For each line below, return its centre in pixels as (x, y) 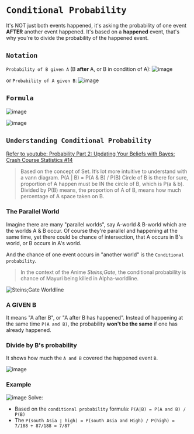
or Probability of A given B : (41, 80)
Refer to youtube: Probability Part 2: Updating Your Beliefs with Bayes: (91, 154)
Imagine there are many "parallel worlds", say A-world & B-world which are (96, 224)
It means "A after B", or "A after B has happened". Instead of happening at (95, 317)
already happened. (29, 330)
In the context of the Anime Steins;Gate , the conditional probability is (103, 272)
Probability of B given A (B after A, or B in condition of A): (78, 69)
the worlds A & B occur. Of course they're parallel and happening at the (92, 230)
